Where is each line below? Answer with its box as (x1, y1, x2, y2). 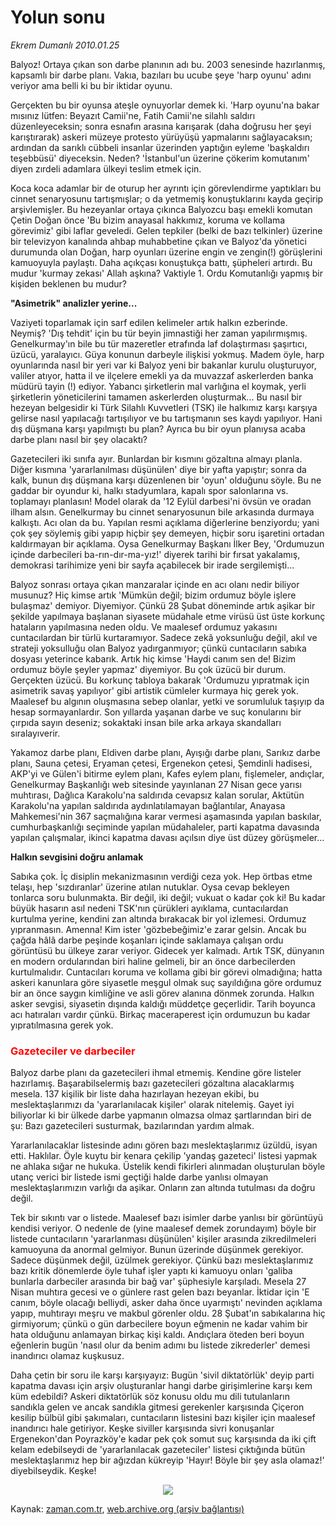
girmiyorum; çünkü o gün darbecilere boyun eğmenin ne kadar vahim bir (10, 1318, 309, 1330)
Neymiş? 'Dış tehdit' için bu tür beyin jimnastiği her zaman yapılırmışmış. (10, 327, 308, 339)
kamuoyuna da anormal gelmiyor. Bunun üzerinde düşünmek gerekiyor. (10, 1244, 304, 1256)
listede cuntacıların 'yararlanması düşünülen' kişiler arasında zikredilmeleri (10, 1233, 317, 1245)
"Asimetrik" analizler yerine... (10, 297, 138, 309)
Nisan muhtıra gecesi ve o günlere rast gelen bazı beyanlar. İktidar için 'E (10, 1286, 310, 1298)
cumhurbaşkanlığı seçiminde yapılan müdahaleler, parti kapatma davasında (10, 821, 320, 833)
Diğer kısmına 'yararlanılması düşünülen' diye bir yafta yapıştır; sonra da (10, 463, 307, 475)
